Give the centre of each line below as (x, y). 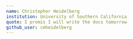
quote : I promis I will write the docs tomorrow (66, 22)
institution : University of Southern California (66, 17)
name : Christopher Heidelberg (43, 11)
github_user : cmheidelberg (39, 27)
